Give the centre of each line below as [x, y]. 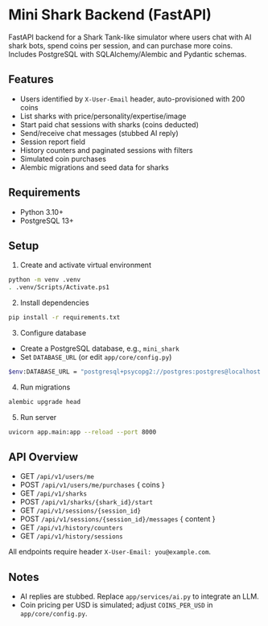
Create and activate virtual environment [85, 265]
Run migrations [45, 387]
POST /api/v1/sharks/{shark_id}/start [87, 502]
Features [31, 79]
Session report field [53, 142]
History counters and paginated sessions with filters [106, 150]
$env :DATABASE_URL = [43, 372]
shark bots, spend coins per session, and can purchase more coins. [121, 45]
